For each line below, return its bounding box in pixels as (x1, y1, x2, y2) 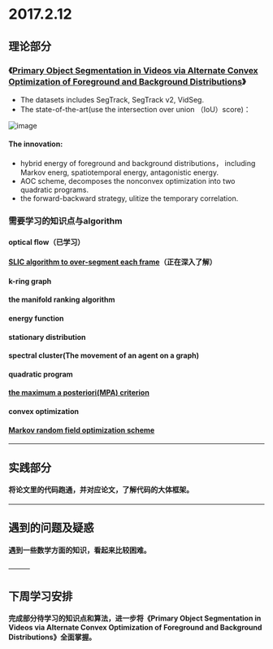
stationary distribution (8, 332, 87, 342)
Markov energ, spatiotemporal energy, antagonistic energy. (19, 168, 219, 177)
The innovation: (8, 139, 63, 149)
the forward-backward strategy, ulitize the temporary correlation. (19, 194, 239, 203)
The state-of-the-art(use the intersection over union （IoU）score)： (19, 104, 251, 114)
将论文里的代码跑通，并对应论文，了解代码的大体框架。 (8, 485, 193, 494)
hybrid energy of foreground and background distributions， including (19, 159, 256, 168)
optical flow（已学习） (8, 237, 85, 246)
